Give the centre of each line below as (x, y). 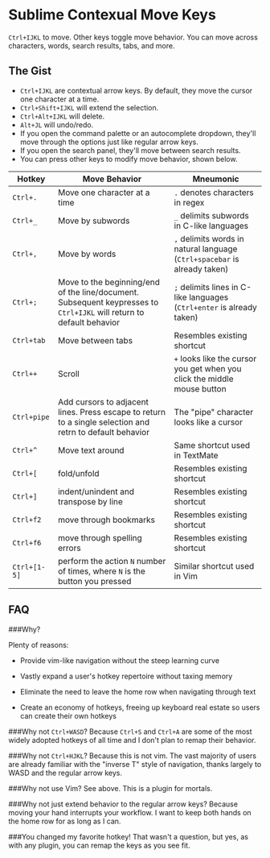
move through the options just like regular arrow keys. (109, 142)
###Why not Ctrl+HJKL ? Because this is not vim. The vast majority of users (133, 756)
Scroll (69, 374)
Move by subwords (94, 221)
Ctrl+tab (29, 340)
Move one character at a (104, 193)
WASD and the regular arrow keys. (65, 773)
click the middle (204, 379)
